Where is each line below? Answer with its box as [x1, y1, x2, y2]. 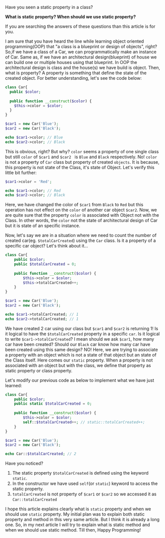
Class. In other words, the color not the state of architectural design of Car [5, 218, 158, 224]
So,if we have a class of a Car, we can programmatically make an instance [5, 49, 157, 55]
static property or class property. [5, 367, 73, 373]
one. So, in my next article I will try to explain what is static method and [5, 522, 150, 528]
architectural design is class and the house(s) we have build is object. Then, [5, 64, 160, 70]
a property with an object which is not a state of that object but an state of [5, 352, 157, 358]
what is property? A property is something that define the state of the [5, 70, 147, 76]
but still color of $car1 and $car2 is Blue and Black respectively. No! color [5, 154, 158, 160]
